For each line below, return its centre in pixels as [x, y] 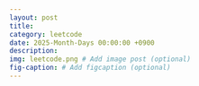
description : [34, 51]
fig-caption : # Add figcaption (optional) [90, 68]
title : [22, 26]
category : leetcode [46, 34]
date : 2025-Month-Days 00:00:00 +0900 [82, 43]
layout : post [34, 17]
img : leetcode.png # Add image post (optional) [100, 59]
